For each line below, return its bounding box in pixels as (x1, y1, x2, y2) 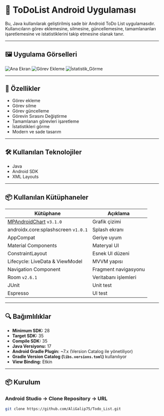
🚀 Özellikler (5, 85, 41, 93)
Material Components (7, 242, 57, 249)
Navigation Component (7, 266, 61, 273)
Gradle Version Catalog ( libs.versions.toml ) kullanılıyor (12, 354, 127, 359)
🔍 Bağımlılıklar (5, 312, 51, 321)
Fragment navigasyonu (92, 266, 145, 273)
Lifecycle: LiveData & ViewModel (7, 258, 82, 265)
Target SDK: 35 (12, 333, 44, 339)
